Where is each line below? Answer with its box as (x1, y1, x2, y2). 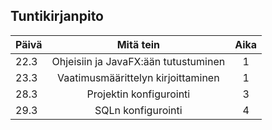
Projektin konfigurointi (86, 87, 191, 101)
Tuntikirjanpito (10, 8, 104, 25)
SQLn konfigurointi (94, 103, 183, 117)
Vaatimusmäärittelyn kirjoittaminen (57, 70, 220, 84)
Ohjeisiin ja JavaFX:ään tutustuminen (51, 54, 226, 68)
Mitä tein (116, 37, 160, 51)
